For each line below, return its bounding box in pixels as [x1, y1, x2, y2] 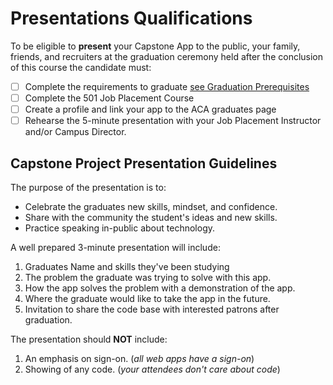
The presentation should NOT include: [10, 333, 168, 345]
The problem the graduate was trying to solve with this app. [24, 272, 272, 283]
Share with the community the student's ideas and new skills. [24, 212, 278, 223]
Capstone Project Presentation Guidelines [10, 155, 278, 172]
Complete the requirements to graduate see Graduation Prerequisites [24, 80, 310, 92]
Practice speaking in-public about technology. [24, 222, 215, 234]
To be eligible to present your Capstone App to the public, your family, [10, 40, 301, 52]
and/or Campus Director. [24, 126, 127, 138]
